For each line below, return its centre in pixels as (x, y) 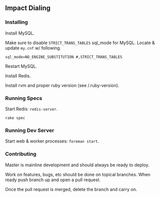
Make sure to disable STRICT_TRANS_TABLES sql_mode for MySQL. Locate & (80, 43)
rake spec (15, 118)
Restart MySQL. (21, 66)
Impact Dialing (28, 8)
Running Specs (24, 98)
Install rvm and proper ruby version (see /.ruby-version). (62, 85)
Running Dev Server (30, 130)
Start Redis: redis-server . (31, 109)
